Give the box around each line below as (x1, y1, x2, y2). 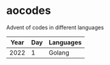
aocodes (6, 4, 52, 18)
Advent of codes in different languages (6, 24, 105, 31)
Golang (48, 48, 70, 56)
